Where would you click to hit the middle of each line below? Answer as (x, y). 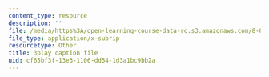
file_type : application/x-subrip (64, 38)
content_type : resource (48, 16)
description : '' (35, 23)
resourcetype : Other (43, 46)
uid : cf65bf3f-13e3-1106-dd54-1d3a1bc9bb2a (82, 61)
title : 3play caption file (53, 53)
